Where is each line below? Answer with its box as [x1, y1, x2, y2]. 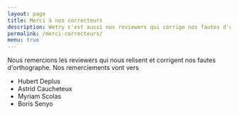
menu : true [7, 37, 40, 44]
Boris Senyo [17, 99, 53, 108]
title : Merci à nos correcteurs [7, 17, 103, 24]
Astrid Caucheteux [17, 85, 73, 93]
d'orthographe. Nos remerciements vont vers [7, 63, 140, 72]
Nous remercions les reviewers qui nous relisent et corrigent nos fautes [7, 56, 216, 64]
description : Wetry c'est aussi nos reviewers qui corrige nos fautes [7, 23, 220, 30]
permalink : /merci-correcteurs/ [7, 30, 103, 37]
